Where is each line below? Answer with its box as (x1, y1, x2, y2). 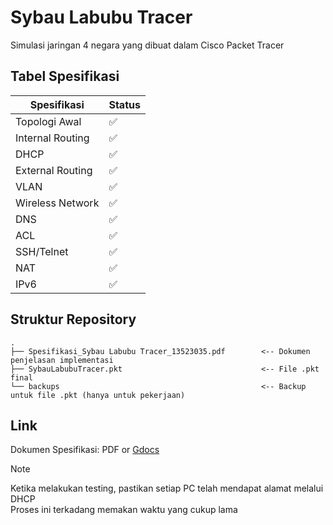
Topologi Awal (15, 114, 82, 128)
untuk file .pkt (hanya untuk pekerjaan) (10, 390, 186, 400)
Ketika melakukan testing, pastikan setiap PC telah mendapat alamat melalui (10, 482, 324, 495)
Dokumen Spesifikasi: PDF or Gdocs (10, 444, 160, 456)
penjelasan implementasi (10, 355, 114, 365)
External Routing (15, 163, 93, 177)
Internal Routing (15, 131, 90, 145)
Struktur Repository (10, 311, 137, 328)
